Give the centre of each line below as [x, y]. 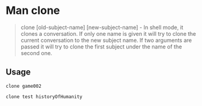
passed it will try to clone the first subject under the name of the [101, 47]
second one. [36, 53]
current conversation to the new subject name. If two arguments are [106, 40]
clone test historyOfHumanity [44, 97]
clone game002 [24, 86]
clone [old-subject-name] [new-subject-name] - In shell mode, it [102, 27]
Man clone [33, 11]
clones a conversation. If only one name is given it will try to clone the [108, 33]
